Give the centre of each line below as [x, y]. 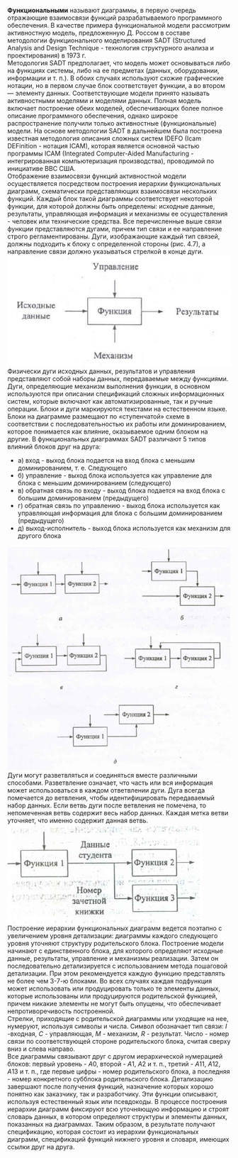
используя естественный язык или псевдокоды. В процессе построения [117, 1102]
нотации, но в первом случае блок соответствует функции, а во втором [116, 86]
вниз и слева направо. [41, 1049]
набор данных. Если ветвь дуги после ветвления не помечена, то [107, 805]
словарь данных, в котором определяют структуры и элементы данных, [118, 1117]
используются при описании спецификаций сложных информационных [116, 394]
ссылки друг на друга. [41, 1147]
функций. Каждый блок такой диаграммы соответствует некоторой [110, 199]
